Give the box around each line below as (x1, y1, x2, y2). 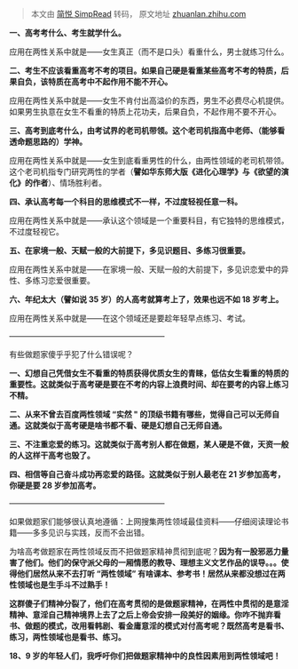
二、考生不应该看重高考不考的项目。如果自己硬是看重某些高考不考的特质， (9, 66, 281, 76)
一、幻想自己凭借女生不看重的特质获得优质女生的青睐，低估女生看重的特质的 (9, 368, 289, 378)
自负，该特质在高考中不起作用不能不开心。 (16, 76, 173, 87)
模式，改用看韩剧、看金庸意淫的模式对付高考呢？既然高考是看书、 (47, 621, 289, 631)
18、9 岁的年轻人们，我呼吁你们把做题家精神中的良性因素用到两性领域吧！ (9, 650, 281, 661)
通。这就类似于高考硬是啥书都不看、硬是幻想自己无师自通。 (9, 420, 227, 430)
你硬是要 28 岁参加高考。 (9, 480, 101, 490)
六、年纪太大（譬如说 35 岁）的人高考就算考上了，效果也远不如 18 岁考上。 (9, 294, 284, 305)
